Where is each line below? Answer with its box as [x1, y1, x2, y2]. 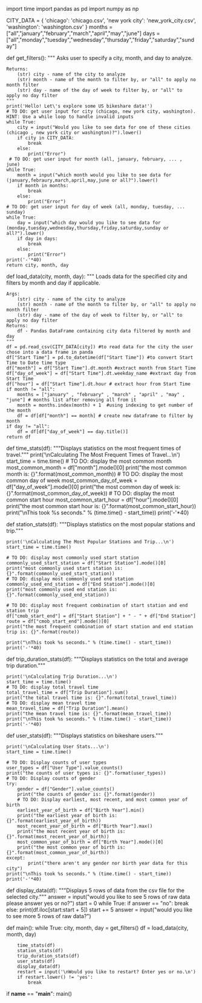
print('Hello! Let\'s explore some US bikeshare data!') [6, 103, 153, 109]
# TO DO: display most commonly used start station [6, 555, 139, 561]
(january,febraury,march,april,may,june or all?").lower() [6, 177, 158, 184]
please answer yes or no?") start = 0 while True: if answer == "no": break [6, 899, 189, 907]
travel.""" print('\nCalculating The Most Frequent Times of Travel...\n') [6, 451, 180, 458]
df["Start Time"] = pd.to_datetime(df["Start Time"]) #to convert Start [6, 354, 194, 360]
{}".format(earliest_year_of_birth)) [6, 818, 102, 824]
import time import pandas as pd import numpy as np [6, 5, 139, 12]
